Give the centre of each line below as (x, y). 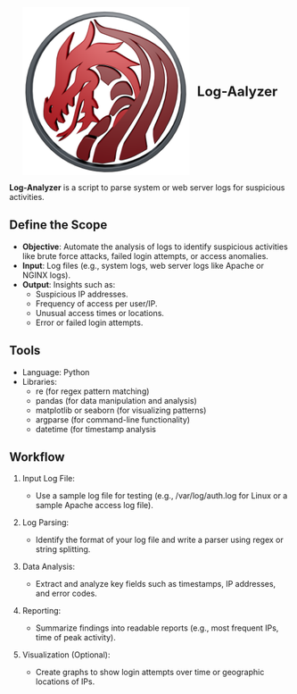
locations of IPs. (65, 681)
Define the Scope (58, 225)
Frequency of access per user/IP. (96, 303)
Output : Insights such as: (69, 284)
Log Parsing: (45, 523)
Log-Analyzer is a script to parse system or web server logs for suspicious (147, 188)
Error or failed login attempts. (89, 322)
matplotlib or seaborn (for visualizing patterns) (121, 410)
